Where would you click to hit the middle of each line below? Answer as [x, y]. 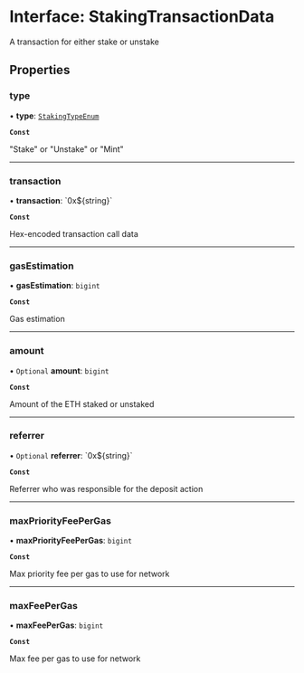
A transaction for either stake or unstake [85, 42]
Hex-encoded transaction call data [74, 233]
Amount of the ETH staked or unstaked [82, 403]
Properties [40, 70]
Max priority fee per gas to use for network [90, 574]
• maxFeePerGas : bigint [57, 625]
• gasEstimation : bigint [55, 286]
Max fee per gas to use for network [75, 659]
